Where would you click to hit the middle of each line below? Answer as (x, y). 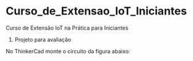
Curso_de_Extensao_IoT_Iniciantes (96, 11)
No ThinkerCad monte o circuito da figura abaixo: (68, 51)
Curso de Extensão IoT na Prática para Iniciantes (67, 28)
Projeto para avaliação (43, 39)
